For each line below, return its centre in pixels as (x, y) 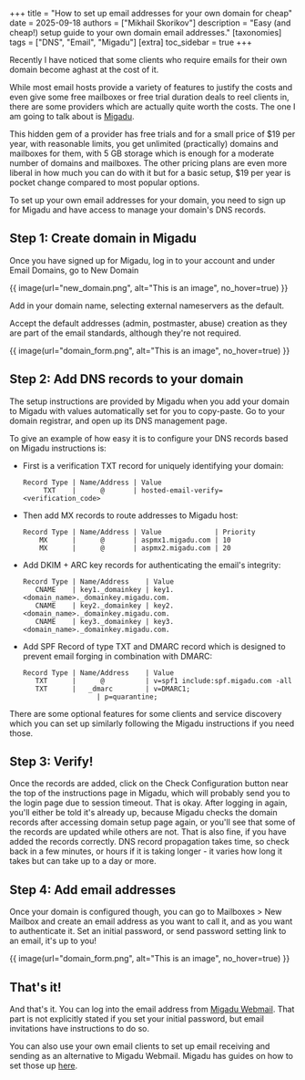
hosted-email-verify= (182, 490)
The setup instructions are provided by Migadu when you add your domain (149, 401)
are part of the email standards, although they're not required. (125, 333)
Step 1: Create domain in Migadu (103, 239)
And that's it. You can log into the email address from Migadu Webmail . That (152, 1009)
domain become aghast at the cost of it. (84, 69)
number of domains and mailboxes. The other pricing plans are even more (148, 163)
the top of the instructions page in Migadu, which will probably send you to (150, 794)
